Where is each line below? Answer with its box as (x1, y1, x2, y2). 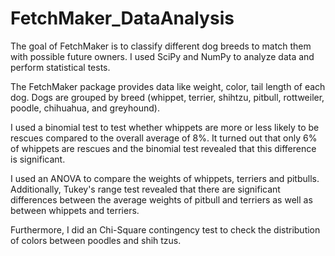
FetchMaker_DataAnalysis (10, 7, 235, 30)
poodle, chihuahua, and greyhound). (10, 102, 160, 114)
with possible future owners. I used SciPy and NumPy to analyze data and (10, 50, 315, 62)
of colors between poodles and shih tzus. (10, 234, 182, 246)
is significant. (10, 153, 66, 165)
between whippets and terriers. (10, 204, 140, 216)
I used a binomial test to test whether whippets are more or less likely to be (10, 121, 320, 133)
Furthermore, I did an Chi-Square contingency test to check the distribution (10, 223, 321, 236)
